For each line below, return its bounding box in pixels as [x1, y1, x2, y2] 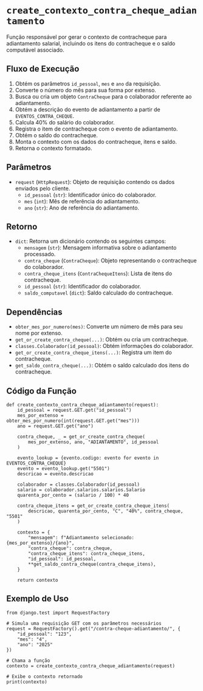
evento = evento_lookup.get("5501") [17, 466, 111, 472]
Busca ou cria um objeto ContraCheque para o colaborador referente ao [15, 93, 192, 100]
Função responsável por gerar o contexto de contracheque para [6, 33, 167, 41]
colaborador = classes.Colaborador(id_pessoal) [17, 482, 140, 488]
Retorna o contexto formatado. [15, 145, 92, 152]
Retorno [6, 221, 38, 232]
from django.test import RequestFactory [6, 610, 111, 616]
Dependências [6, 307, 63, 317]
